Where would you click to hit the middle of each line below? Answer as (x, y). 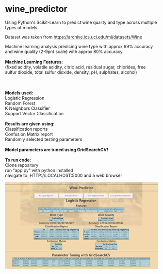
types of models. (22, 27)
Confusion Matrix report (29, 134)
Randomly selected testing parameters (44, 139)
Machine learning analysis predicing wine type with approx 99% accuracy (79, 46)
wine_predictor (36, 9)
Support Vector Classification (34, 113)
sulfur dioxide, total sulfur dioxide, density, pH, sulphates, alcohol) (71, 72)
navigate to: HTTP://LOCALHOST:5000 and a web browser (64, 175)
